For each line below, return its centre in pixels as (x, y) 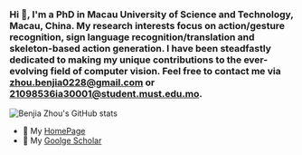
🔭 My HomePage (54, 131)
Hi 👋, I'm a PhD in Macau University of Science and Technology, (151, 15)
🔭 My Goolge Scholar (62, 140)
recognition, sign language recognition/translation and (132, 37)
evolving (29, 71)
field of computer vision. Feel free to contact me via (166, 71)
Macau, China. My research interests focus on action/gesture (147, 25)
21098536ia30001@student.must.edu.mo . (106, 93)
